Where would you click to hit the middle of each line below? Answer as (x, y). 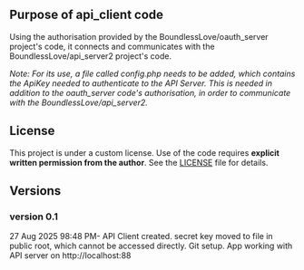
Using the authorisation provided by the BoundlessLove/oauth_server (139, 36)
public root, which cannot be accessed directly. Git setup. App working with (151, 246)
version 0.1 (34, 217)
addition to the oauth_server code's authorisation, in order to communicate (150, 92)
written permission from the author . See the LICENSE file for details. (139, 162)
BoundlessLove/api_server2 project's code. (91, 56)
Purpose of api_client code (87, 15)
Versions (35, 191)
